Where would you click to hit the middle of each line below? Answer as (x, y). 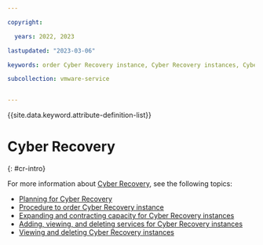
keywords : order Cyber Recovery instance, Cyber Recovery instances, (124, 65)
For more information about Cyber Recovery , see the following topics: (120, 184)
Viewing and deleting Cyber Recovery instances (96, 232)
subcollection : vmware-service (58, 79)
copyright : (25, 22)
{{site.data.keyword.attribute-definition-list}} (80, 115)
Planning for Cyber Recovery (66, 199)
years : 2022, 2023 (45, 36)
